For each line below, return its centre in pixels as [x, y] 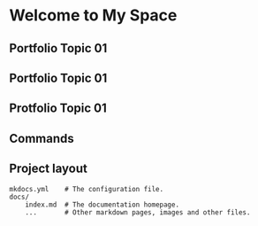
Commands [42, 138]
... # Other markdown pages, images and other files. [138, 212]
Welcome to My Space [93, 16]
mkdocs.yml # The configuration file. [87, 189]
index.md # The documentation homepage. [102, 205]
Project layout [49, 169]
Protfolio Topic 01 [58, 109]
